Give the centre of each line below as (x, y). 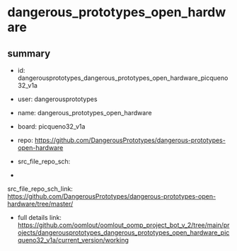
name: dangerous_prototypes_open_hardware (85, 113)
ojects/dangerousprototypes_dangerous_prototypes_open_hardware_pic (123, 233)
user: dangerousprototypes (57, 99)
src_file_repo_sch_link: (40, 189)
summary (29, 53)
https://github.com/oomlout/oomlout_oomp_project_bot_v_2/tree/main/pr (123, 225)
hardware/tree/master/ (40, 204)
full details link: (40, 217)
